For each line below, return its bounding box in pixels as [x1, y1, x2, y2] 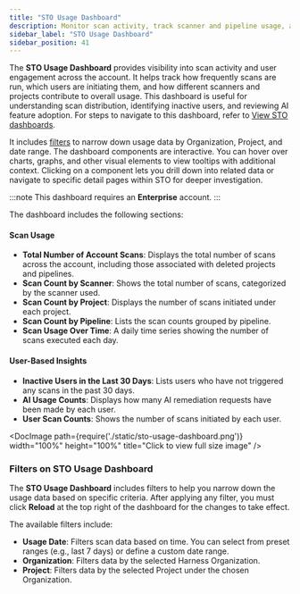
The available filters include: [9, 519, 113, 530]
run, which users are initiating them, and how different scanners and [9, 81, 261, 92]
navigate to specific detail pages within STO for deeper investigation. [9, 175, 263, 186]
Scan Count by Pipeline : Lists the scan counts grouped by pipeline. [21, 316, 271, 327]
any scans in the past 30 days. [21, 385, 136, 396]
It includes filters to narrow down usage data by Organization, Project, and [9, 137, 283, 147]
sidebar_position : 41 [9, 38, 90, 47]
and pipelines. [21, 269, 74, 280]
